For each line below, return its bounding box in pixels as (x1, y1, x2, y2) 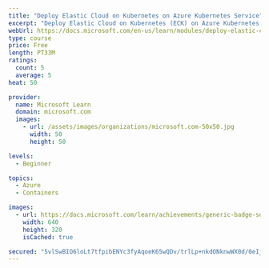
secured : (8, 247, 38, 256)
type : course (8, 34, 52, 42)
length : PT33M (8, 49, 56, 57)
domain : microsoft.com (15, 108, 91, 116)
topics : (8, 174, 34, 182)
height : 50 (29, 138, 66, 146)
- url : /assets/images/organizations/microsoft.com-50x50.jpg (22, 123, 235, 131)
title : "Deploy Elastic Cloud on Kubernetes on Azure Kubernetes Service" (8, 11, 263, 20)
